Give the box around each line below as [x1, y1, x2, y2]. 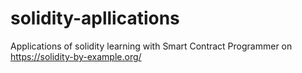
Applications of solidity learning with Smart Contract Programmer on [10, 40, 293, 52]
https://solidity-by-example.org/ [10, 50, 142, 62]
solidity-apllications [10, 7, 180, 30]
